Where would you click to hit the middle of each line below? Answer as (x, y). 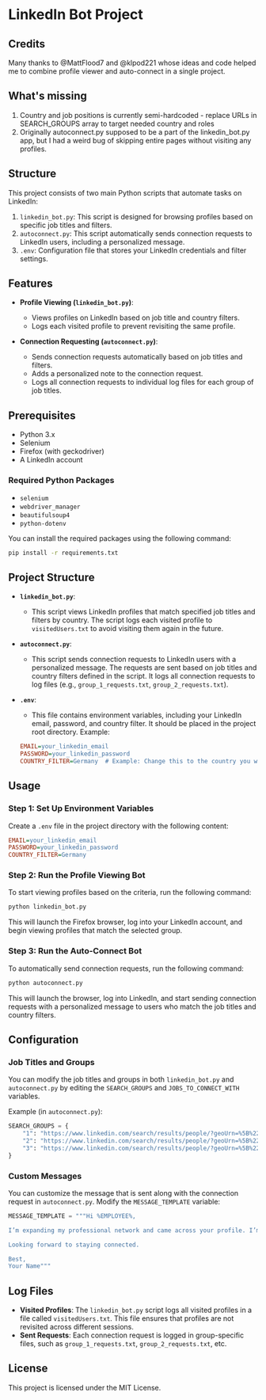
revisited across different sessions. (77, 1327)
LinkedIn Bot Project (76, 15)
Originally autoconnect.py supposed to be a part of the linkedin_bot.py (135, 131)
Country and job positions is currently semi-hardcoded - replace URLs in (138, 115)
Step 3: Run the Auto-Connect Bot (75, 951)
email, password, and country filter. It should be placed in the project (144, 724)
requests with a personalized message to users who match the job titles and (132, 1006)
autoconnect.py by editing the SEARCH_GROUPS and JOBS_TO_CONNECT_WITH (124, 1088)
